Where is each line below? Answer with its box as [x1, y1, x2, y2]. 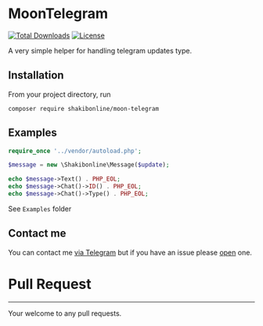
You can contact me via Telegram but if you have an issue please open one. [8, 247, 253, 257]
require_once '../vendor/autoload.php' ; [8, 147, 142, 155]
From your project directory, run [8, 90, 111, 99]
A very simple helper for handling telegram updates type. [8, 46, 193, 55]
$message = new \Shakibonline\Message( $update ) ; [8, 161, 170, 169]
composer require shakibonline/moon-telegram [8, 104, 159, 112]
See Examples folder [8, 203, 72, 213]
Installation [8, 68, 64, 82]
